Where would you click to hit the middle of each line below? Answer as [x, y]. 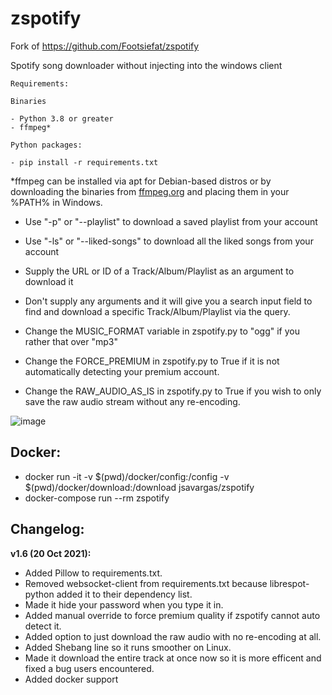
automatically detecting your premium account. [122, 371]
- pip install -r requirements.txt [84, 162]
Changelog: [47, 529]
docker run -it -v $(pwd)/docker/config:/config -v [127, 476]
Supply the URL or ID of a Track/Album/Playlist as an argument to [159, 271]
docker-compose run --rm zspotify [97, 498]
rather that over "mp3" [71, 341]
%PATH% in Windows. [56, 202]
